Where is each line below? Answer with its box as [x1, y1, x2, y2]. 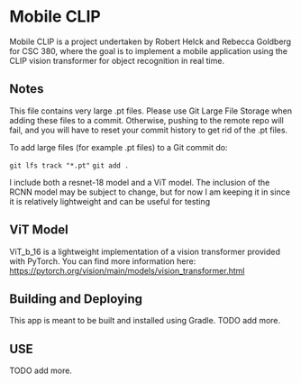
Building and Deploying [9, 291, 142, 306]
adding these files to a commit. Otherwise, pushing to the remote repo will [9, 114, 284, 125]
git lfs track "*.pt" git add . [9, 160, 129, 170]
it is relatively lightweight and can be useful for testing [9, 196, 210, 206]
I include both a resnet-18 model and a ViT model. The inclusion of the [9, 177, 270, 187]
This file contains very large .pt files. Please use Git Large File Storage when [9, 105, 293, 116]
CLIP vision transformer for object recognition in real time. [9, 55, 225, 66]
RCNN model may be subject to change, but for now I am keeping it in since [9, 187, 291, 197]
